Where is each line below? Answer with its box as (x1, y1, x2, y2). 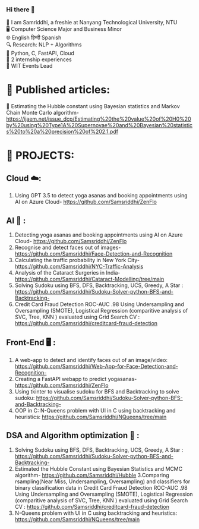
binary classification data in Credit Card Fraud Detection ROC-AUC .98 (14, 484, 188, 491)
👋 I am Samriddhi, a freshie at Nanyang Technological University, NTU (6, 19, 178, 26)
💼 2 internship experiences (6, 56, 72, 63)
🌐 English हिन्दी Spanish (6, 34, 62, 41)
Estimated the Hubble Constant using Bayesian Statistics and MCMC (14, 465, 183, 472)
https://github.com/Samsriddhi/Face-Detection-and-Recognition (14, 250, 173, 257)
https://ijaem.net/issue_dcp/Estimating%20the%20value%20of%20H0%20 (6, 115, 191, 122)
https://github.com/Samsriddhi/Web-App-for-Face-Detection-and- (14, 363, 178, 370)
